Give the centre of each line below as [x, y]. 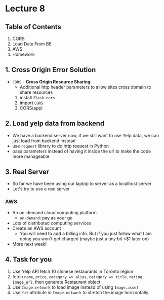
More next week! [29, 244]
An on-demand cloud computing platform [55, 212]
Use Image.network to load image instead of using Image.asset [76, 287]
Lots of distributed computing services [52, 223]
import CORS [31, 103]
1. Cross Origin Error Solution [51, 70]
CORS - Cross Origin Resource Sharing [51, 81]
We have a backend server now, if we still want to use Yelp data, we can [85, 135]
